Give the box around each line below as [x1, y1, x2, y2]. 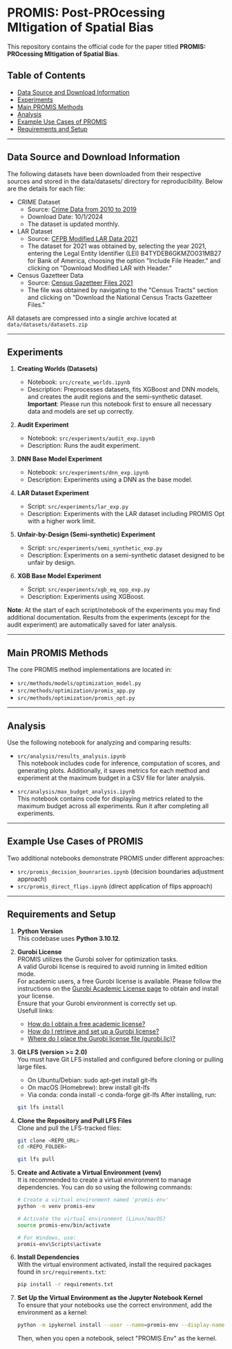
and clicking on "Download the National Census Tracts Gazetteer [27, 293, 213, 301]
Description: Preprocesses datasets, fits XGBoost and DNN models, [27, 385, 220, 394]
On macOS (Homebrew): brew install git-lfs [27, 1083, 151, 1091]
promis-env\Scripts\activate [17, 1241, 101, 1247]
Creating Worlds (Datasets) [17, 365, 98, 373]
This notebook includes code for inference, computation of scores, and [17, 759, 220, 767]
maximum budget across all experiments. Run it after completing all [17, 802, 209, 810]
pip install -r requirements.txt [17, 1281, 114, 1288]
